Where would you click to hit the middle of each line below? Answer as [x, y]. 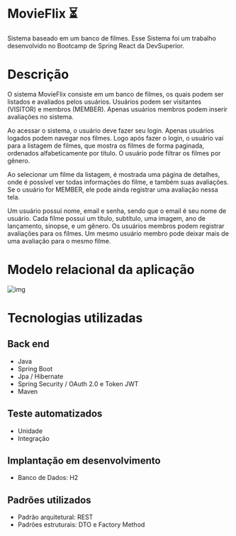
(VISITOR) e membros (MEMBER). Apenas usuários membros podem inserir [118, 109]
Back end [28, 344]
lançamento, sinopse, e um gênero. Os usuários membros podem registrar [116, 226]
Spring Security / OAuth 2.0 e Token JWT [78, 383]
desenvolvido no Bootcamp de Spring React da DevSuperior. [96, 45]
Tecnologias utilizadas [75, 318]
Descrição [38, 75]
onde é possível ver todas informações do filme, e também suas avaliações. [118, 182]
